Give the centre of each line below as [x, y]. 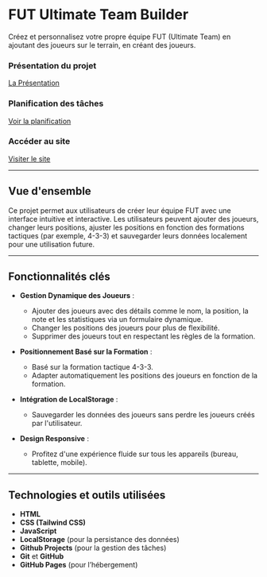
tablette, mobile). [59, 463]
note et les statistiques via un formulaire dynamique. [117, 319]
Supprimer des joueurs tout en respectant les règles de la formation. [143, 336]
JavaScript [38, 531]
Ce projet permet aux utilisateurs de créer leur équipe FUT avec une [120, 210]
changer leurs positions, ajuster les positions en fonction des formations [126, 227]
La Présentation [34, 83]
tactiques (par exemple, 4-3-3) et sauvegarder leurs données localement [128, 235]
